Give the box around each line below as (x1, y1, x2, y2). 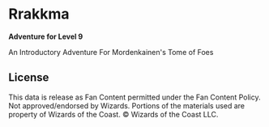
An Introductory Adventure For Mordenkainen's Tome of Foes (8, 47, 214, 57)
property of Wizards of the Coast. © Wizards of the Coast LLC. (8, 109, 219, 119)
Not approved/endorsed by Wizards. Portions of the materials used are (8, 100, 246, 110)
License (8, 70, 49, 85)
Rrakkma (8, 5, 70, 23)
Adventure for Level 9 (8, 32, 83, 41)
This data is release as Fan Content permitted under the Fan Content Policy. (8, 92, 261, 102)
